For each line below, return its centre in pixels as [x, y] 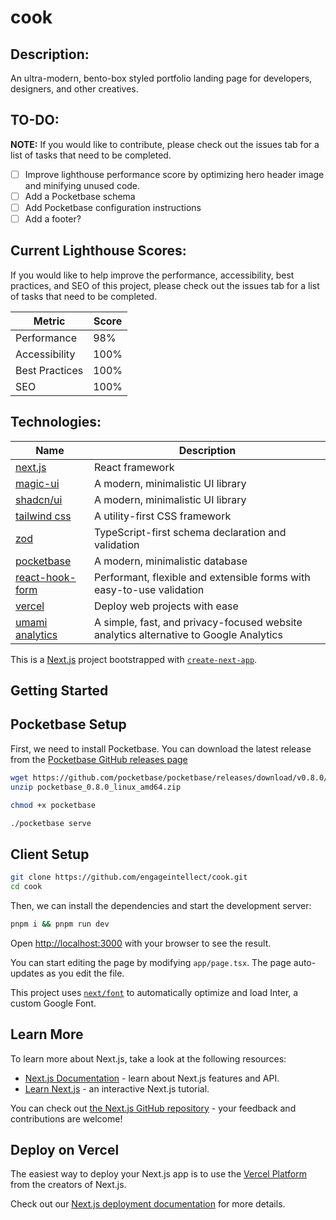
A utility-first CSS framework [162, 516]
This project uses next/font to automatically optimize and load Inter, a [154, 992]
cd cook [26, 887]
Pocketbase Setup [68, 724]
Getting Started [59, 691]
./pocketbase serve [51, 823]
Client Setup [50, 854]
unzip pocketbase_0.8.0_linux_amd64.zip [96, 787]
